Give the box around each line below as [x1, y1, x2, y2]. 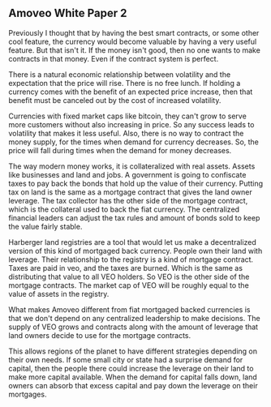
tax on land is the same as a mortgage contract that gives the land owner [8, 186, 253, 197]
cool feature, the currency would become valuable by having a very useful [8, 36, 257, 46]
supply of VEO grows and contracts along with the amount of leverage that [8, 322, 258, 332]
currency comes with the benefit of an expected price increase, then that [8, 87, 253, 96]
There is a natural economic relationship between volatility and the [8, 69, 231, 79]
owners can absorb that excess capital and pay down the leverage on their [8, 380, 258, 390]
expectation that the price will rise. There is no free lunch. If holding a [8, 78, 241, 88]
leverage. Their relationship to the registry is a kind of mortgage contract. [8, 255, 254, 264]
